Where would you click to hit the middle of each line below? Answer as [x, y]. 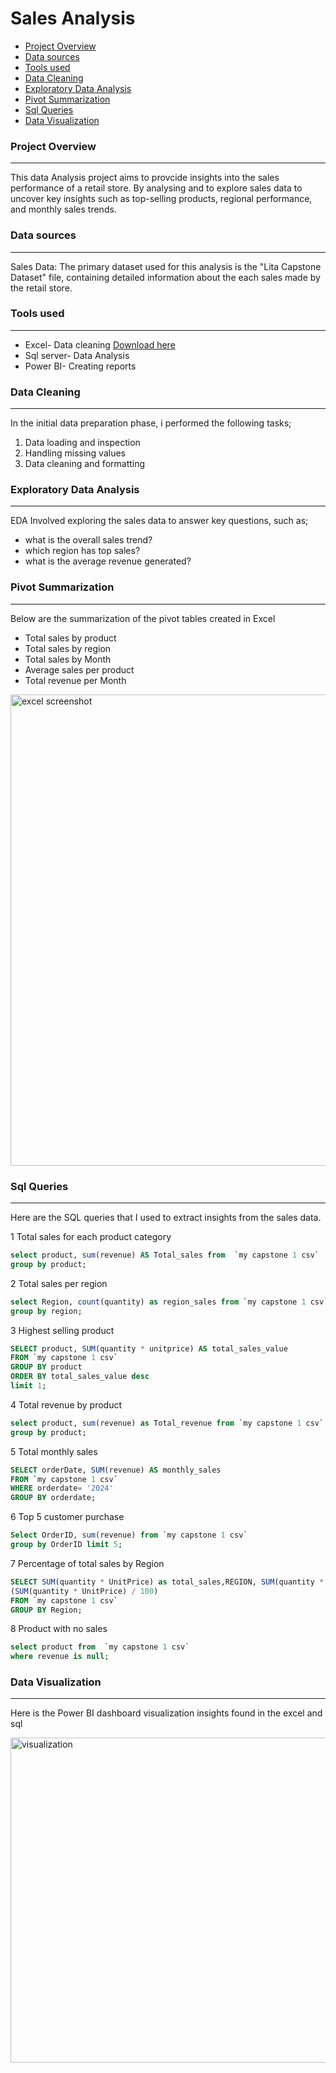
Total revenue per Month [75, 680]
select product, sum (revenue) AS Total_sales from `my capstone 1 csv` [165, 1255]
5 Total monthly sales [54, 1451]
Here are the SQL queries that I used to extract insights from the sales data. [166, 1218]
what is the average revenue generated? [108, 561]
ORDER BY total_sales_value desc [80, 1377]
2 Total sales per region [59, 1283]
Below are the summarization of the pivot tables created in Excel [143, 618]
